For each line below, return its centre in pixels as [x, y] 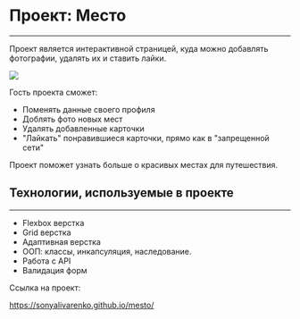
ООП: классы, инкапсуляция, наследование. [107, 251]
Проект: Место [68, 16]
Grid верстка [46, 232]
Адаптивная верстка [61, 241]
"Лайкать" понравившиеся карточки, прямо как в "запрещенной [146, 138]
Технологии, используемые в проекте [121, 193]
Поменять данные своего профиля [88, 109]
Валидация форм [54, 270]
